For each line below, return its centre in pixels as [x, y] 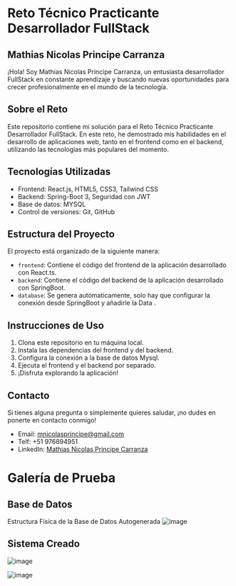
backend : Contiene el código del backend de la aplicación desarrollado [120, 281]
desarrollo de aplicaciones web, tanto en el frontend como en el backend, [116, 141]
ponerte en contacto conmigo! [52, 420]
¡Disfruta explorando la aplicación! [68, 373]
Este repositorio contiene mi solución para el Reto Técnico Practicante [111, 126]
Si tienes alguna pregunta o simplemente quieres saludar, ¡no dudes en [112, 413]
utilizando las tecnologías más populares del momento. [88, 149]
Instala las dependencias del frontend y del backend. [95, 350]
